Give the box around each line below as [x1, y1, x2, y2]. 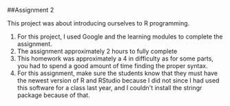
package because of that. [17, 91, 90, 99]
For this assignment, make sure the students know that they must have [17, 69, 218, 77]
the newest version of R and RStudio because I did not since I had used [17, 76, 220, 85]
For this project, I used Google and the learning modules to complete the [17, 32, 223, 41]
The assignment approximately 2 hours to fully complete [17, 47, 178, 55]
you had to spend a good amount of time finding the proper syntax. [17, 62, 208, 70]
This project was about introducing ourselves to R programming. [7, 19, 190, 27]
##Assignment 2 [7, 6, 54, 14]
